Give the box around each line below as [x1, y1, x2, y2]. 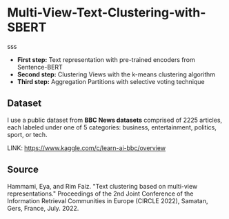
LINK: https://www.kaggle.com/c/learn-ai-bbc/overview [7, 143, 166, 152]
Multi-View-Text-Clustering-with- [7, 5, 206, 21]
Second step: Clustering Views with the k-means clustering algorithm [17, 70, 216, 79]
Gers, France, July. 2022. [7, 204, 79, 212]
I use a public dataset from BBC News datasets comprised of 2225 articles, [7, 116, 223, 124]
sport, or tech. [7, 130, 48, 138]
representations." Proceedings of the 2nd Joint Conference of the [7, 189, 194, 198]
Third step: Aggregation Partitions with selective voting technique [17, 77, 205, 85]
